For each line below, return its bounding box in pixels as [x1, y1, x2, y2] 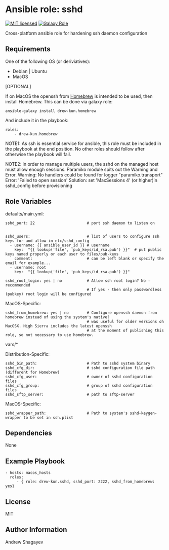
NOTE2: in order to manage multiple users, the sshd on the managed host [5, 161, 159, 167]
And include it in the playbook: [5, 117, 69, 123]
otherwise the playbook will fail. [5, 151, 71, 157]
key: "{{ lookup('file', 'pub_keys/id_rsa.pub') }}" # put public [14, 247, 162, 252]
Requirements [5, 45, 51, 54]
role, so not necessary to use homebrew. [5, 332, 94, 338]
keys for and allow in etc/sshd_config [5, 238, 90, 243]
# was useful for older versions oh [87, 319, 164, 324]
